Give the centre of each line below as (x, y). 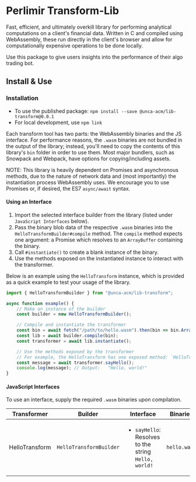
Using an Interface (29, 202)
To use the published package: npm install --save (76, 111)
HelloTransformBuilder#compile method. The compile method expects (98, 233)
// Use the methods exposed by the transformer (75, 352)
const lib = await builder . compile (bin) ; (67, 336)
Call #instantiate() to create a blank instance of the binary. (87, 252)
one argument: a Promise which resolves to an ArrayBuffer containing (99, 240)
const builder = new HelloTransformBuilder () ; (74, 314)
